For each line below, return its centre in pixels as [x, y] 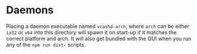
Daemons [30, 10]
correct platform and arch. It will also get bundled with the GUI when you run [99, 38]
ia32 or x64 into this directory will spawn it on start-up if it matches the [91, 32]
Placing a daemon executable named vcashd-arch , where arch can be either [98, 26]
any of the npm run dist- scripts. [46, 45]
